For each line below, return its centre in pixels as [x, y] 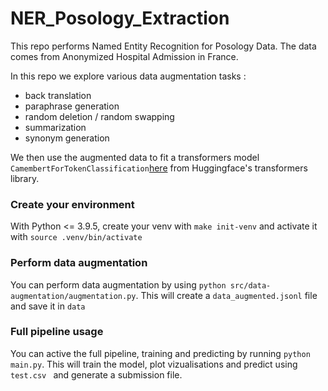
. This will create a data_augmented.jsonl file [226, 295]
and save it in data [48, 306]
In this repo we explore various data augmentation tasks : [128, 76]
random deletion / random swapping [99, 116]
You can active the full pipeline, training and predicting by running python [160, 353]
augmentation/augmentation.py [73, 296]
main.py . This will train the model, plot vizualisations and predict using [154, 364]
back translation [58, 95]
